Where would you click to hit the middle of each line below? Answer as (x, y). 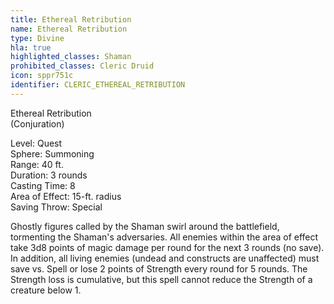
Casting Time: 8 (43, 185)
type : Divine (37, 38)
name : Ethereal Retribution (69, 29)
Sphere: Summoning (52, 153)
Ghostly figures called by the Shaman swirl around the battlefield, (145, 226)
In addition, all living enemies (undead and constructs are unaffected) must (165, 258)
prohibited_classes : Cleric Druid (82, 66)
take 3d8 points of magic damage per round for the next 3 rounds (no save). (167, 247)
